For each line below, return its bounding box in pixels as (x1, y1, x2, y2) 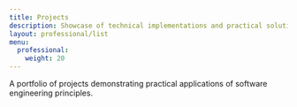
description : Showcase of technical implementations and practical (9, 21, 263, 30)
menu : (9, 37, 29, 47)
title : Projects (9, 12, 69, 22)
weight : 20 (25, 54, 65, 63)
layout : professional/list (9, 29, 109, 38)
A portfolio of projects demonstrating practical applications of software (9, 79, 268, 88)
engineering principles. (9, 88, 94, 98)
